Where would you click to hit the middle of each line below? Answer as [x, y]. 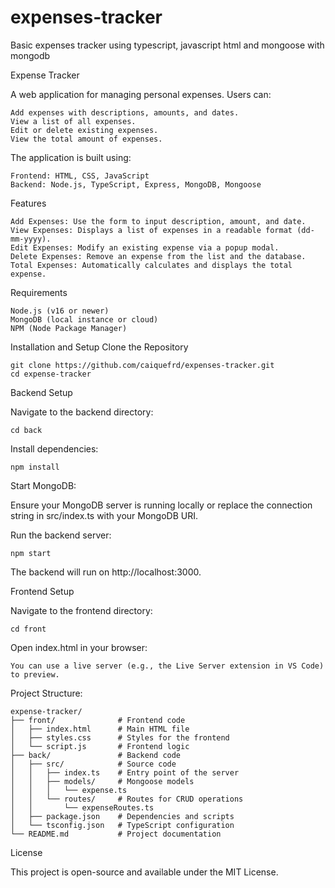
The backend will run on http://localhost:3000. [106, 572]
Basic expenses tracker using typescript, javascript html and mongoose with [167, 45]
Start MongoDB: [43, 485]
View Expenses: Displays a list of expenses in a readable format [151, 230]
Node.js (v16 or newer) [60, 311]
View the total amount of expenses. [86, 139]
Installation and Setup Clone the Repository [99, 347]
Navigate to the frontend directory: [81, 610]
